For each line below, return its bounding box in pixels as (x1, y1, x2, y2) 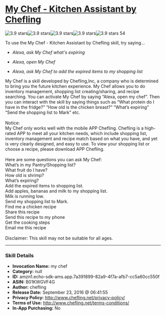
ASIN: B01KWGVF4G (12, 279, 55, 285)
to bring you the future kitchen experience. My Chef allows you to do (5, 83, 146, 89)
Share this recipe (5, 209, 40, 215)
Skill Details (5, 252, 34, 259)
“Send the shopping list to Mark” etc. (5, 109, 81, 115)
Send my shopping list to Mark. (5, 198, 69, 204)
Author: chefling (12, 284, 47, 290)
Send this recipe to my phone (5, 214, 65, 220)
